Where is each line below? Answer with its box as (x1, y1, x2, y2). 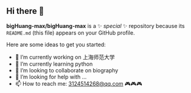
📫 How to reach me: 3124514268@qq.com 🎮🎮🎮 (15, 80, 143, 87)
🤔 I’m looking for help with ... (15, 73, 87, 80)
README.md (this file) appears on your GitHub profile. (6, 29, 135, 36)
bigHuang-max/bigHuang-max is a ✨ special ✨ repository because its (6, 22, 185, 29)
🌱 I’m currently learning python (15, 60, 93, 67)
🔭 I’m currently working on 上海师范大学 (15, 53, 115, 61)
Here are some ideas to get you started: (6, 41, 106, 48)
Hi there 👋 (6, 6, 44, 16)
